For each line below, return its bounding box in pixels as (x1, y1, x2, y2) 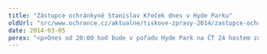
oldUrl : (8, 19, 34, 27)
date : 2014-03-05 (8, 26, 66, 34)
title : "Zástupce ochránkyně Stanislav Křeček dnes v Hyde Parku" (8, 11, 233, 20)
